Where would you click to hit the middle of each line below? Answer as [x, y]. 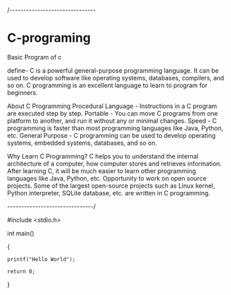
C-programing [49, 38]
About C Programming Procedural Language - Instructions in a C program [112, 106]
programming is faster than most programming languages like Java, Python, [115, 128]
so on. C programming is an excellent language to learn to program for [107, 85]
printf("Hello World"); [41, 259]
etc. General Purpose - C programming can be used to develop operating [111, 135]
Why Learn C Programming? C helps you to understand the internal [103, 156]
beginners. [22, 92]
